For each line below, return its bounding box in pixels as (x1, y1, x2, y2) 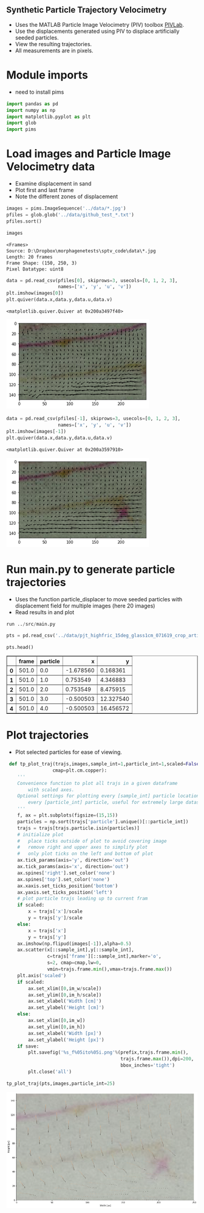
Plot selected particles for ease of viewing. (15, 748, 123, 756)
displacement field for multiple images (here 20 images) (15, 602, 155, 609)
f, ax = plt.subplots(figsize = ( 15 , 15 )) (17, 812, 118, 818)
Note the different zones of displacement (15, 193, 118, 200)
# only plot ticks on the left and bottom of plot (17, 851, 154, 857)
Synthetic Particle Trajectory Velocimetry (6, 5, 167, 15)
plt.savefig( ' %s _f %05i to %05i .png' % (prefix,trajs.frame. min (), (28, 1049, 189, 1056)
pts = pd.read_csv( (6, 632, 56, 639)
